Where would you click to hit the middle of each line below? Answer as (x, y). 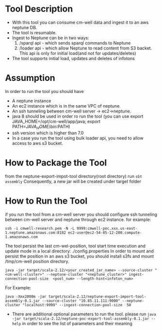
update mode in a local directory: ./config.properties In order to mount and (80, 251)
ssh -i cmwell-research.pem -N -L (40, 228)
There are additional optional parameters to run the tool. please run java (84, 314)
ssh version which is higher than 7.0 (48, 133)
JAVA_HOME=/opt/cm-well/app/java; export (56, 121)
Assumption (30, 78)
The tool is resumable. (34, 32)
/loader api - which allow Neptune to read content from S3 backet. (86, 48)
